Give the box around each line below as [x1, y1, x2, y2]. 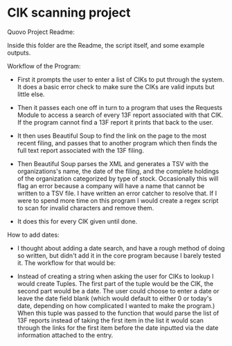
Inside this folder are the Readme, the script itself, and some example [7, 41, 205, 49]
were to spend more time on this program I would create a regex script [17, 196, 219, 205]
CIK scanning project [7, 5, 131, 21]
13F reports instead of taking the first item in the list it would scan [17, 316, 204, 325]
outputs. [7, 48, 31, 57]
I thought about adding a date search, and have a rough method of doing [17, 244, 225, 252]
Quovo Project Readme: [7, 28, 75, 36]
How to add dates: [7, 230, 60, 239]
